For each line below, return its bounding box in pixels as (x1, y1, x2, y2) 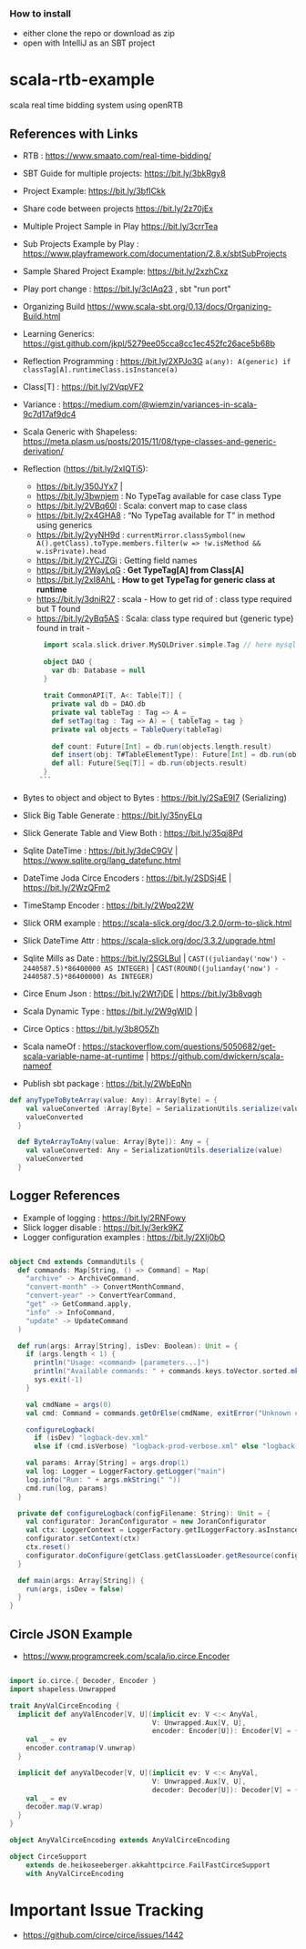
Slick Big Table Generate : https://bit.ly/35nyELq (22, 810, 203, 821)
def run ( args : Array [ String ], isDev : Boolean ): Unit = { (17, 1342, 239, 1351)
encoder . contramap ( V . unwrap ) (25, 1743, 137, 1753)
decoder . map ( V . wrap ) (25, 1802, 104, 1811)
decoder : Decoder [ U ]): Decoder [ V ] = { (151, 1785, 300, 1794)
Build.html (22, 311, 61, 321)
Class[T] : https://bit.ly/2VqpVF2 (22, 382, 144, 393)
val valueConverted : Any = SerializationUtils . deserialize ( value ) (25, 1146, 283, 1155)
